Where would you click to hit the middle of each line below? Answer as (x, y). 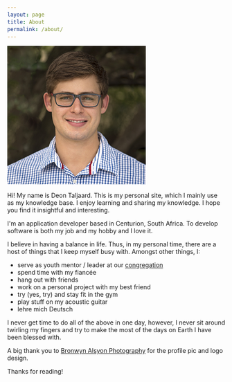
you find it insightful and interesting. (59, 210)
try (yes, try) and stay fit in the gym (68, 295)
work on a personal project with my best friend (84, 287)
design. (18, 358)
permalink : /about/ (35, 29)
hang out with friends (47, 280)
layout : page (26, 15)
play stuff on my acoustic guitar (62, 302)
